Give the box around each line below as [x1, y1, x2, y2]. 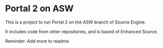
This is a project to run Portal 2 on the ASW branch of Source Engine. [5, 19, 146, 25]
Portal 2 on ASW [5, 3, 74, 14]
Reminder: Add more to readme [5, 38, 69, 44]
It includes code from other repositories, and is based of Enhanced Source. [5, 28, 158, 34]
